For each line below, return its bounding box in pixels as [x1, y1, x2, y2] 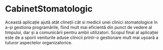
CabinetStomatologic [5, 3, 93, 14]
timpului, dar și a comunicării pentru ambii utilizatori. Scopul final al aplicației [5, 29, 159, 35]
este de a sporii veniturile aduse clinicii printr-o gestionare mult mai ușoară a [5, 35, 159, 40]
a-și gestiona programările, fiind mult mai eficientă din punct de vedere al [5, 24, 152, 30]
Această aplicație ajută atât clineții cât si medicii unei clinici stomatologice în [5, 19, 158, 25]
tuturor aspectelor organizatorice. [5, 39, 72, 45]
